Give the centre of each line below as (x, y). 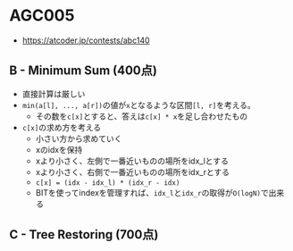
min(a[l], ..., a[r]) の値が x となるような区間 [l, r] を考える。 (139, 105)
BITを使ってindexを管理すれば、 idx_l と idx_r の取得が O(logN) (148, 192)
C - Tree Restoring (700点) (84, 234)
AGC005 (42, 16)
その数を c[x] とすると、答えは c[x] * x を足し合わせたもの (142, 116)
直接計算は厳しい (54, 94)
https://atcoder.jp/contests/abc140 (86, 40)
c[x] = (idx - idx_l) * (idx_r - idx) (108, 183)
